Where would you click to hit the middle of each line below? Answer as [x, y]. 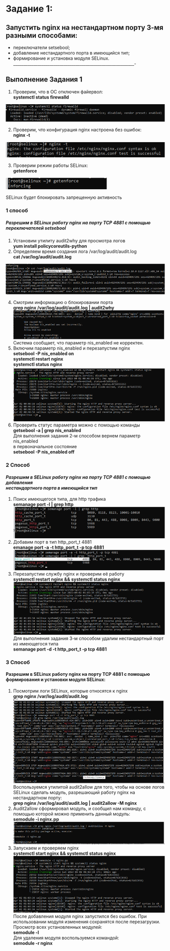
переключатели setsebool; [41, 48]
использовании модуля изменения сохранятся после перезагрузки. [87, 922]
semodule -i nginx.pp [36, 819]
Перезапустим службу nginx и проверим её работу [69, 574]
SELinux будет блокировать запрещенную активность [64, 197]
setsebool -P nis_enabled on [43, 353]
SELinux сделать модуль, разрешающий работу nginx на [74, 793]
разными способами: [42, 35]
